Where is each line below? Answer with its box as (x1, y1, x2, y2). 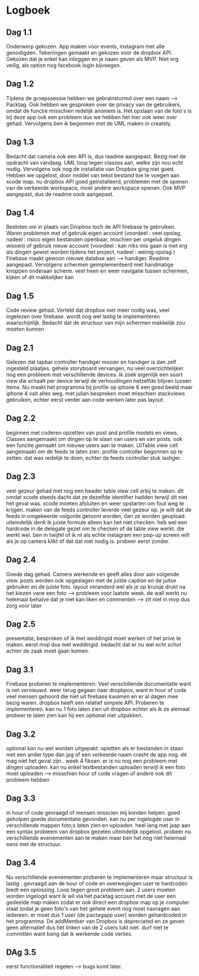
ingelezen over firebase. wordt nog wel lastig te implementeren (6, 313, 160, 320)
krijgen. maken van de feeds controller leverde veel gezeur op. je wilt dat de (6, 506, 191, 513)
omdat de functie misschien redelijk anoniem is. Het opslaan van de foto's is (6, 107, 192, 114)
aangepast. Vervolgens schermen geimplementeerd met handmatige (6, 261, 174, 268)
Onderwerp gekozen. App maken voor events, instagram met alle (6, 43, 165, 50)
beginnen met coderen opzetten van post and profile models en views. (6, 429, 179, 436)
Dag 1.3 (6, 137, 34, 147)
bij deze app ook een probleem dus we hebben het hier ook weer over (6, 113, 178, 120)
